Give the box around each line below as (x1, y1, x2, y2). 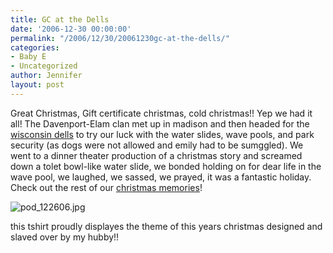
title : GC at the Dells (10, 14, 110, 25)
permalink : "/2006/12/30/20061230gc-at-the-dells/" (10, 33, 230, 43)
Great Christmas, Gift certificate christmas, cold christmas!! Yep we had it (10, 107, 313, 119)
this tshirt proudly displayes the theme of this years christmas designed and (10, 220, 323, 232)
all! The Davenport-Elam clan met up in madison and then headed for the (10, 117, 310, 130)
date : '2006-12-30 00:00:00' (10, 24, 132, 34)
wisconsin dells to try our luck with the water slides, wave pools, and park (10, 128, 315, 140)
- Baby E (10, 52, 47, 62)
